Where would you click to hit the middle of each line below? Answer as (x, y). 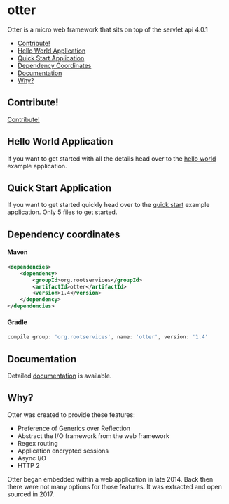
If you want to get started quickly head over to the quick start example (109, 205)
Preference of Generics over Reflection (74, 428)
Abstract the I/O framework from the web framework (93, 436)
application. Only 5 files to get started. (62, 212)
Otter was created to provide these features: (71, 415)
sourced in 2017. (31, 494)
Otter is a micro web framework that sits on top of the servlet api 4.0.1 (107, 29)
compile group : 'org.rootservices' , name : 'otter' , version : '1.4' (108, 337)
